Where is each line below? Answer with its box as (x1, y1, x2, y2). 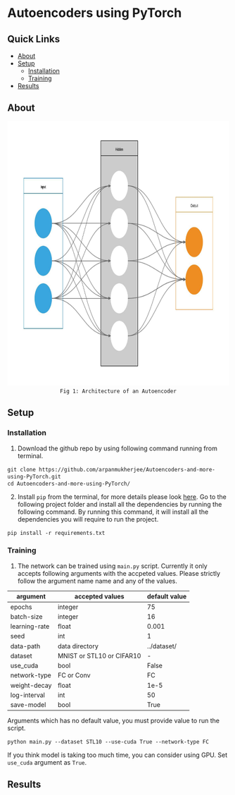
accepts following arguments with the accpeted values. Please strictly (17, 569, 220, 577)
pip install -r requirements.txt (7, 529, 106, 536)
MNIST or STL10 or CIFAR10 (57, 651, 141, 660)
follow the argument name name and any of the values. (17, 577, 177, 585)
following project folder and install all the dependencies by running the (17, 500, 222, 508)
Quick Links (7, 33, 61, 45)
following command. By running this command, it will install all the (17, 507, 209, 516)
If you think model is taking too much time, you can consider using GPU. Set (7, 751, 228, 759)
